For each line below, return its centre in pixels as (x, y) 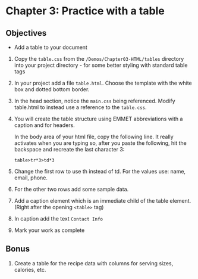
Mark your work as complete (49, 230)
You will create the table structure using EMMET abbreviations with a (98, 119)
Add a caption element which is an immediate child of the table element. (103, 201)
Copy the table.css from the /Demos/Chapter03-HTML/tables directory (99, 59)
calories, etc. (30, 269)
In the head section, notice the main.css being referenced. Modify (95, 101)
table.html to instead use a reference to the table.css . (80, 107)
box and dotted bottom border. (52, 89)
